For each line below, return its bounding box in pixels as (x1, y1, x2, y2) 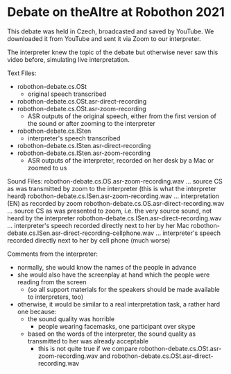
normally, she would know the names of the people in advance (17, 263, 196, 271)
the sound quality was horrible (27, 314, 115, 323)
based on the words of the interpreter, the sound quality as (27, 330, 196, 338)
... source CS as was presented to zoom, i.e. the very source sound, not (7, 206, 212, 215)
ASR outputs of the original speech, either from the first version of (27, 112, 216, 120)
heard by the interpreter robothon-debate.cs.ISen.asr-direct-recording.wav (7, 213, 222, 222)
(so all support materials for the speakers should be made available (27, 285, 220, 293)
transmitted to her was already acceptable (27, 336, 149, 345)
